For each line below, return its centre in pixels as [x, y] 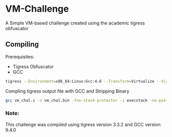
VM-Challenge [37, 9]
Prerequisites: [20, 57]
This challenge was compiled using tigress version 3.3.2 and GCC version [83, 124]
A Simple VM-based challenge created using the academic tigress [75, 23]
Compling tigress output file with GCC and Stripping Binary [67, 91]
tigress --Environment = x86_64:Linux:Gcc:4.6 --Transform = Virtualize [80, 81]
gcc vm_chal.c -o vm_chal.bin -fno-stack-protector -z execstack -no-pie [86, 100]
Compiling [22, 45]
